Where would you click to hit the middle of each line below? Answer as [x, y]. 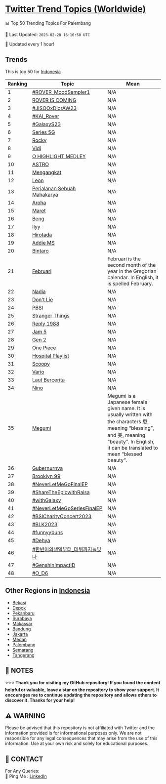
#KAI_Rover [45, 116]
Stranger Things [51, 316]
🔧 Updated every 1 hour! [30, 44]
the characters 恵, [128, 421]
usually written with [130, 414]
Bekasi [19, 602]
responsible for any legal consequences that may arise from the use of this [81, 738]
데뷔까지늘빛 [87, 549]
